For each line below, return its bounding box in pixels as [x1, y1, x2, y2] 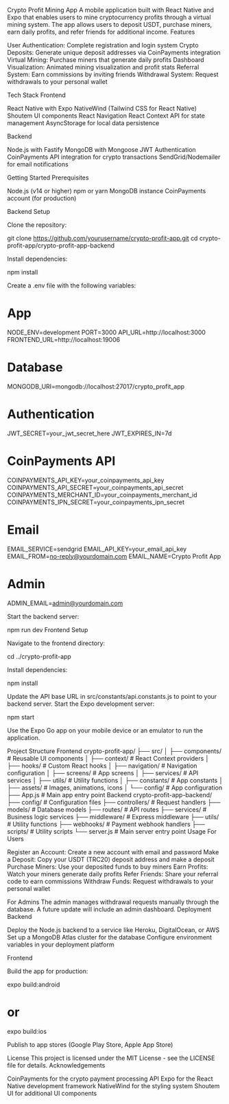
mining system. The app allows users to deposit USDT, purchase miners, [7, 21, 213, 28]
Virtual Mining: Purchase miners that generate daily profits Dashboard [7, 56, 204, 64]
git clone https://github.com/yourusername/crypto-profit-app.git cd [7, 234, 198, 242]
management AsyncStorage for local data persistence [7, 119, 160, 127]
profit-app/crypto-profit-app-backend [7, 241, 115, 250]
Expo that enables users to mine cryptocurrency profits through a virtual [7, 13, 211, 21]
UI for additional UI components [7, 1089, 97, 1097]
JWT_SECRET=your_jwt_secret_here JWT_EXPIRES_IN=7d [7, 429, 172, 437]
